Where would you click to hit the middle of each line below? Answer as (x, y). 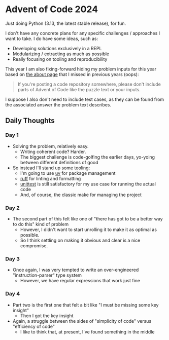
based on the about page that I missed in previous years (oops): (72, 74)
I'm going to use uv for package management (68, 173)
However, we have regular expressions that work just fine (80, 281)
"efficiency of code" (33, 326)
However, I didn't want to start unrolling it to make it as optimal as (89, 230)
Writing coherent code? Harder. (53, 152)
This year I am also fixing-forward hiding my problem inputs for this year (81, 69)
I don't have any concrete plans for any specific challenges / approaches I (83, 33)
